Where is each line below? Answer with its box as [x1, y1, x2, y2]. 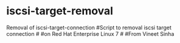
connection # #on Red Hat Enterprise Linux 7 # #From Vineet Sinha [6, 30, 175, 37]
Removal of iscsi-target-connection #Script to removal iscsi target [6, 24, 172, 31]
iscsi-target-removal [6, 4, 114, 18]
